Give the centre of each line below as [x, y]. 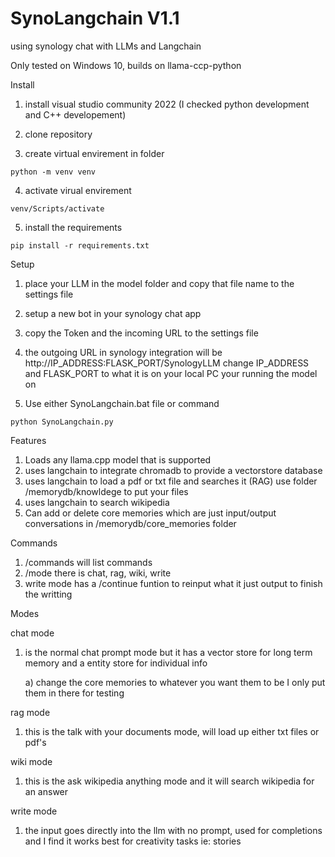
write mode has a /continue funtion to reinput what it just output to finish [173, 583]
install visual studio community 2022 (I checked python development [167, 104]
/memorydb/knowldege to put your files [106, 491]
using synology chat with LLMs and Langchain [106, 46]
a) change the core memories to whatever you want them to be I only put [175, 682]
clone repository [58, 134]
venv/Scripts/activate [57, 208]
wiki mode [31, 761]
